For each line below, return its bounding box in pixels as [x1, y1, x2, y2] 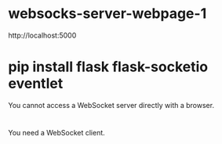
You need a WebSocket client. [8, 128, 106, 138]
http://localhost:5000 [8, 31, 77, 40]
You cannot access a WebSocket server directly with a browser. [8, 100, 214, 110]
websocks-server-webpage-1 [8, 5, 207, 23]
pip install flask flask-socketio [8, 58, 209, 76]
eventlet [8, 75, 64, 92]
